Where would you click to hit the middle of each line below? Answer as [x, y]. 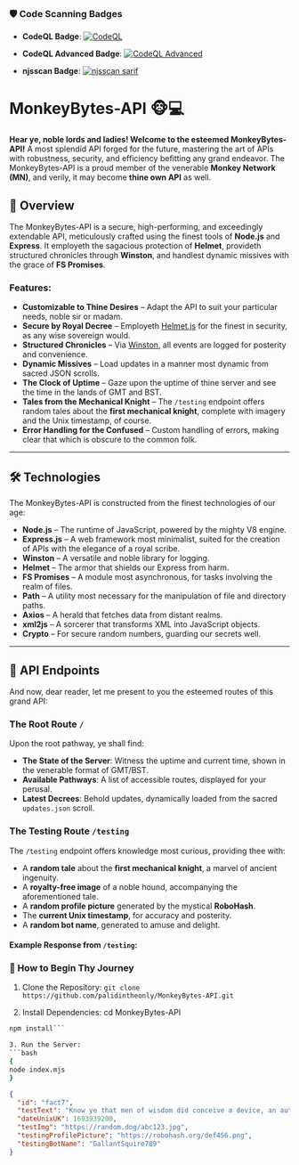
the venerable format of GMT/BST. [85, 770]
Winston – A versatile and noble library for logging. [116, 558]
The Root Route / [47, 724]
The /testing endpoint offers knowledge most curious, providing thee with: [147, 851]
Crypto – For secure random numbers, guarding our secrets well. [141, 634]
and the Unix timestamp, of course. [87, 420]
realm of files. [47, 587]
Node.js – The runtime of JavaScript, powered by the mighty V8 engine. [154, 530]
